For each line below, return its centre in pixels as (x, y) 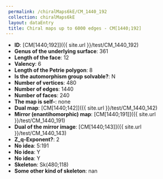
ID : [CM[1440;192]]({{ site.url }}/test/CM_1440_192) (76, 45)
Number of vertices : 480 (45, 83)
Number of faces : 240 (42, 95)
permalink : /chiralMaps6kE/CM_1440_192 (58, 12)
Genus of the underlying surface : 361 (61, 52)
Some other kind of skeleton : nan (56, 171)
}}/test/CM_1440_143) (40, 133)
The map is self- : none (42, 102)
